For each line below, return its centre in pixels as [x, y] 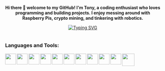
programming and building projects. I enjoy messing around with [83, 13]
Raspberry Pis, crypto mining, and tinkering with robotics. [83, 18]
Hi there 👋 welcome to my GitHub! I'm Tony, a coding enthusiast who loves [83, 8]
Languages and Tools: [32, 45]
